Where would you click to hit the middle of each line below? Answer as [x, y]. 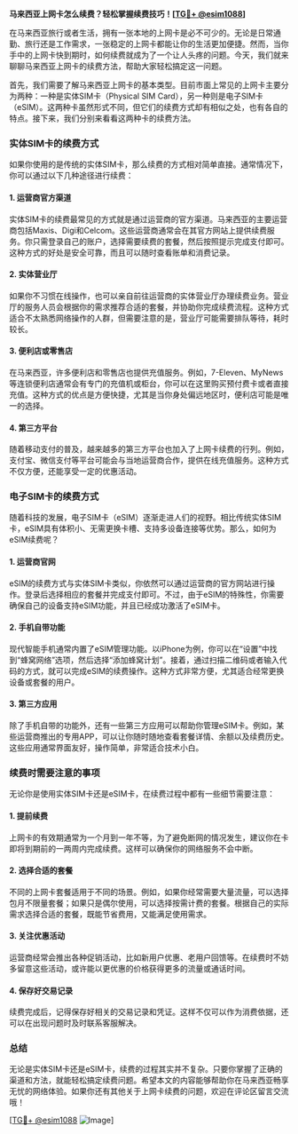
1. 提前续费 [29, 815]
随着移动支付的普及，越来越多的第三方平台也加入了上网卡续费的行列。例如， [149, 449]
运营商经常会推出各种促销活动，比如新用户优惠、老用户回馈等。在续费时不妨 [149, 957]
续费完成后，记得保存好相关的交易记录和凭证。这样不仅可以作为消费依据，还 [149, 1012]
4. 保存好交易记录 [41, 990]
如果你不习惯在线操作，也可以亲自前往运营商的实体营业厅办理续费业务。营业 [149, 296]
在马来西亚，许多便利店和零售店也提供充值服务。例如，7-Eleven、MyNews [146, 372]
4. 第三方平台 [33, 428]
